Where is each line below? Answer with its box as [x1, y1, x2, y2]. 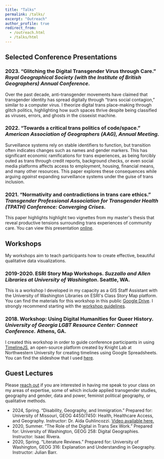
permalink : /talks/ [5, 12, 45, 17]
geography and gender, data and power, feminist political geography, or [5, 393, 151, 399]
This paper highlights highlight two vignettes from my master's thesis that [5, 215, 155, 221]
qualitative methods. [5, 398, 47, 404]
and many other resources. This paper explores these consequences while [5, 168, 157, 174]
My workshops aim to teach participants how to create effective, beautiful [5, 252, 155, 258]
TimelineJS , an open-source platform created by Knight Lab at [5, 344, 132, 350]
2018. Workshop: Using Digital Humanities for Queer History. [5, 315, 154, 322]
